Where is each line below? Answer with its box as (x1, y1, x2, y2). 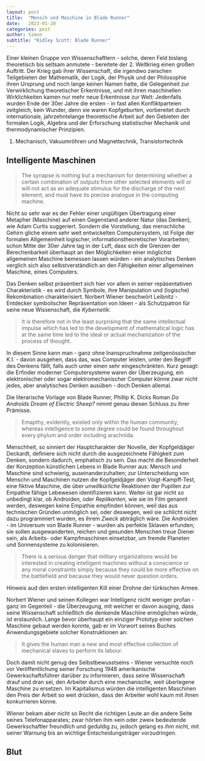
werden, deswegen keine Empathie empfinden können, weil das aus (6, 501, 178, 509)
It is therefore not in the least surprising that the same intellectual (21, 318, 185, 325)
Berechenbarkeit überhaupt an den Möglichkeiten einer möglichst (6, 249, 172, 256)
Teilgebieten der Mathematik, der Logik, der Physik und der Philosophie (6, 74, 187, 81)
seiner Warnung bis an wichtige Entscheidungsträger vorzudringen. (6, 729, 177, 737)
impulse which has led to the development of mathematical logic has (21, 324, 195, 331)
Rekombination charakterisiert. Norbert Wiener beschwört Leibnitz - (6, 293, 178, 300)
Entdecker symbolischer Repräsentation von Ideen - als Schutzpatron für (6, 299, 190, 307)
